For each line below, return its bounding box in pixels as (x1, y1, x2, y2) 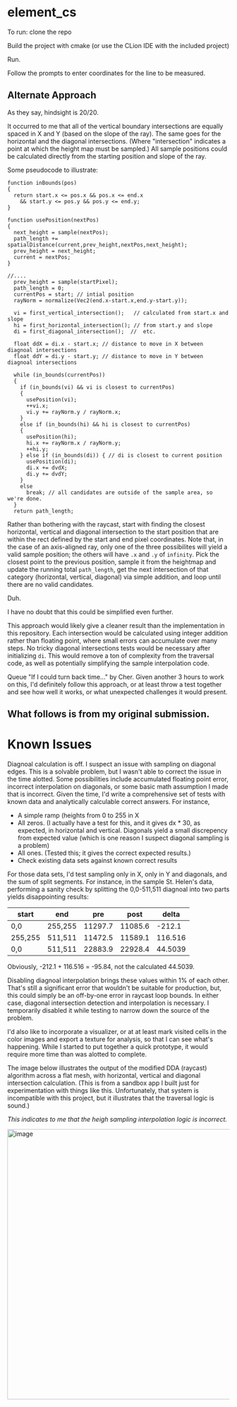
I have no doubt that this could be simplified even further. (7, 607, 174, 616)
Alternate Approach (7, 89, 97, 101)
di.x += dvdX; (25, 464, 68, 471)
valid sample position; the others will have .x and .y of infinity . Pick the (7, 550, 220, 558)
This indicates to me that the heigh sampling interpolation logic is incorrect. (7, 1115, 228, 1124)
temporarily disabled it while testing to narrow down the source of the (7, 1006, 210, 1015)
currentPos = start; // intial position (13, 291, 134, 298)
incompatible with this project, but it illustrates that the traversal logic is (7, 1094, 214, 1103)
